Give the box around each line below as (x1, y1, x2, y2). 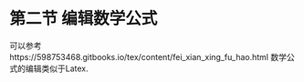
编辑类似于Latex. (25, 63, 89, 74)
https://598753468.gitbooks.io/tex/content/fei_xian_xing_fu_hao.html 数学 (9, 51, 288, 62)
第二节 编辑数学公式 (9, 8, 158, 29)
